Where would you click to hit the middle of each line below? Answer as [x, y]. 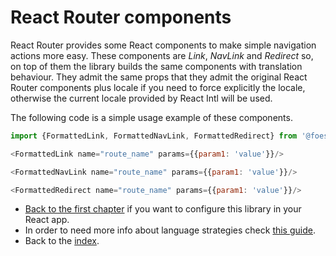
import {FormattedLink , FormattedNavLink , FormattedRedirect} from [154, 136]
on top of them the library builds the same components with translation [156, 66]
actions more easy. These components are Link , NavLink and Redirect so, [162, 55]
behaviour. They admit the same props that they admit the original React [159, 77]
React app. [47, 220]
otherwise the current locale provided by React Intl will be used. [141, 98]
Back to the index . [62, 241]
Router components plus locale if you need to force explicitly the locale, [158, 87]
